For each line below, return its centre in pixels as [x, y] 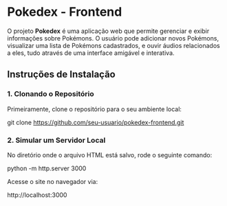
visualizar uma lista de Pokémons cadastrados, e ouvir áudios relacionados [113, 45]
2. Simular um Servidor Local [56, 140]
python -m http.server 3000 [47, 168]
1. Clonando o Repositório [51, 94]
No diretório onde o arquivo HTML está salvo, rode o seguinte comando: [110, 154]
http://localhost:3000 [37, 195]
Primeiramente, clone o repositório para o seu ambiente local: [95, 109]
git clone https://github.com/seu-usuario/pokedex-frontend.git [96, 122]
